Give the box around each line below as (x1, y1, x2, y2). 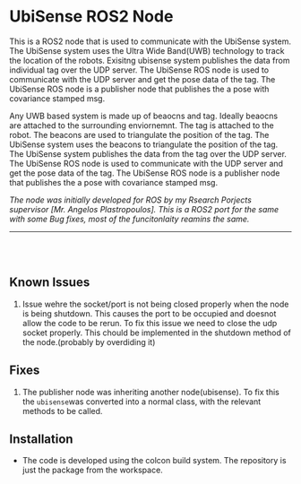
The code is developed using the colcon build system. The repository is (21, 455, 287, 466)
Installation (9, 431, 73, 446)
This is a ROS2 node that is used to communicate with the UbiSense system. (9, 36, 291, 47)
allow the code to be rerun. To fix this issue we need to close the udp (21, 317, 278, 328)
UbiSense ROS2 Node (9, 6, 174, 27)
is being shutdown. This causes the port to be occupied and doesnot (21, 307, 277, 319)
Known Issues (9, 275, 90, 290)
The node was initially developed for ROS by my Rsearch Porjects (9, 194, 253, 205)
